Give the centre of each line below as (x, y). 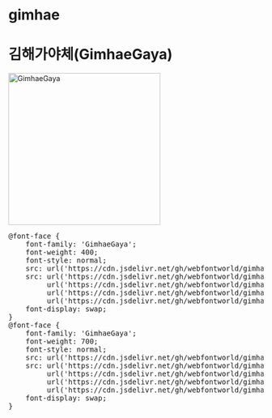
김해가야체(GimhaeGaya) (91, 55)
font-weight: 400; (62, 252)
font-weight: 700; (62, 341)
